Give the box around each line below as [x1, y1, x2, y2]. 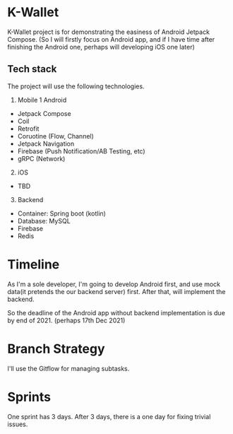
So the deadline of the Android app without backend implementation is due [7, 308, 226, 317]
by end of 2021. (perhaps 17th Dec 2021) [7, 316, 126, 324]
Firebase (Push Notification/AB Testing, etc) [17, 146, 146, 156]
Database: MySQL [17, 216, 71, 225]
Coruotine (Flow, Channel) [17, 131, 94, 140]
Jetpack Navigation [17, 139, 75, 148]
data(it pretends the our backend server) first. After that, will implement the [7, 287, 226, 295]
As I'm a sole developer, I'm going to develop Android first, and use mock [7, 280, 221, 288]
